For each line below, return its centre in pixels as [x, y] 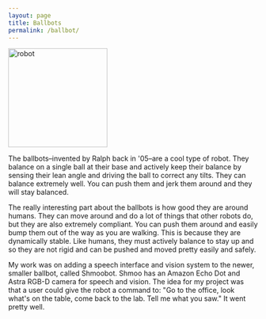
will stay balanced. [38, 192]
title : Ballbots [35, 23]
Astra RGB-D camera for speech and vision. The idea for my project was [126, 282]
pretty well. [27, 307]
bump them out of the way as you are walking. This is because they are [125, 233]
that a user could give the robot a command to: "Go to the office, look [122, 291]
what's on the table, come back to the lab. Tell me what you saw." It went [127, 298]
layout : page [30, 15]
